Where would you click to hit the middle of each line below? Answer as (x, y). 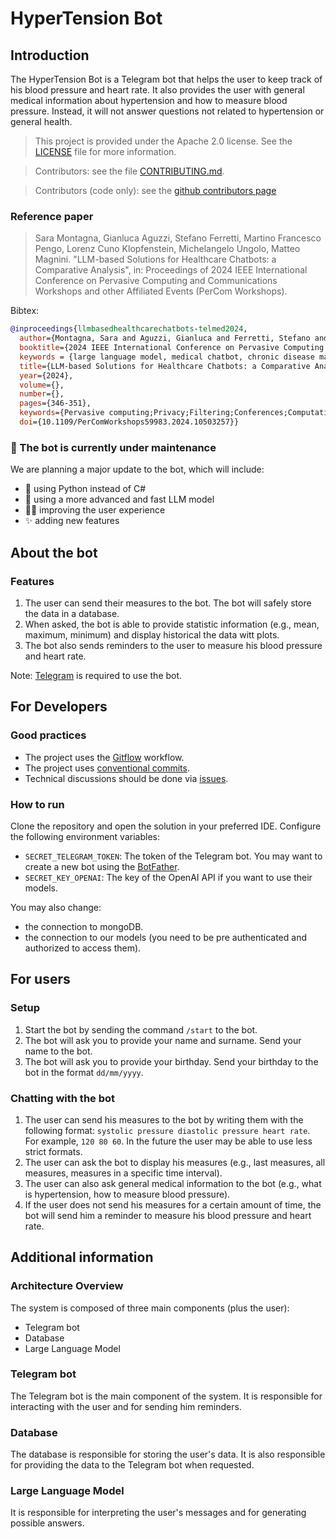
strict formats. (53, 1151)
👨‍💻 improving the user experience (95, 510)
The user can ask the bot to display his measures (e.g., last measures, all (175, 1162)
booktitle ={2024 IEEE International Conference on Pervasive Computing (172, 348)
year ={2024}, (46, 375)
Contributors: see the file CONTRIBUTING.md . (129, 171)
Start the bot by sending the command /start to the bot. (141, 1029)
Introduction (50, 55)
